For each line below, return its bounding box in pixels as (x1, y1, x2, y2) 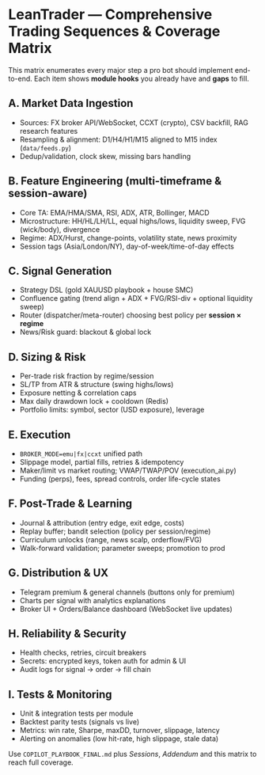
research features (19, 126, 78, 135)
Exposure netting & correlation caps (19, 388, 137, 397)
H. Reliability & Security (8, 627, 127, 640)
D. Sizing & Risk (8, 350, 86, 363)
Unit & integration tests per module (19, 709, 134, 718)
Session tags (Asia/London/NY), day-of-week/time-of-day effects (19, 241, 235, 251)
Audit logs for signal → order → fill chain (19, 665, 152, 674)
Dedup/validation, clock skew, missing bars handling (19, 151, 191, 161)
